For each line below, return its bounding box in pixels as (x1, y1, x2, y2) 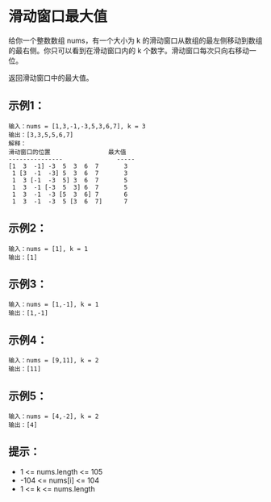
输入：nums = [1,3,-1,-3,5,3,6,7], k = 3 (8, 122, 146, 130)
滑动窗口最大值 (8, 7, 108, 26)
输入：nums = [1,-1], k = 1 (8, 300, 99, 309)
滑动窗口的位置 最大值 (8, 148, 127, 156)
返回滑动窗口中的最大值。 (8, 73, 94, 82)
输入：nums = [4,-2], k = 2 (8, 412, 99, 420)
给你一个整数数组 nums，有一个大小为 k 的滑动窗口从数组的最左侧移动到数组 (8, 36, 263, 45)
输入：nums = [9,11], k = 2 (8, 357, 99, 365)
